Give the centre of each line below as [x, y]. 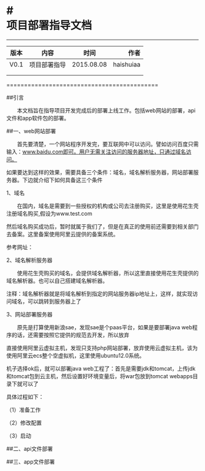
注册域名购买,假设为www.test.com [49, 213]
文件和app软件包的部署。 [38, 118]
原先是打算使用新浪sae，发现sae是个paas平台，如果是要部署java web [105, 327]
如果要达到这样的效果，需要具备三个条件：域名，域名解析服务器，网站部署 [100, 172]
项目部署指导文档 [49, 26]
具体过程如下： [25, 396]
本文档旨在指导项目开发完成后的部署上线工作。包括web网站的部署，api [106, 110]
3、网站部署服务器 [30, 314]
